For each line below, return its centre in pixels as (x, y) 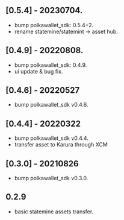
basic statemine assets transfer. (54, 212)
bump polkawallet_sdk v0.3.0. (51, 178)
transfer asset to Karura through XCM (61, 145)
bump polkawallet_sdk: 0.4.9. (51, 65)
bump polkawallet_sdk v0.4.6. (51, 105)
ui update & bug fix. (39, 71)
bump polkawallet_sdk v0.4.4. (51, 138)
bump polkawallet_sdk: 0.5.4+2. (54, 25)
